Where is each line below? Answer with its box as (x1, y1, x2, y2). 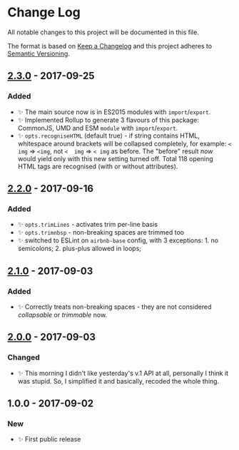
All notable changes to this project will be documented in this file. (7, 28, 200, 36)
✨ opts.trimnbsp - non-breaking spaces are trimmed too (17, 228, 184, 237)
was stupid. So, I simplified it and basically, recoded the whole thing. (17, 377, 220, 385)
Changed (7, 352, 41, 362)
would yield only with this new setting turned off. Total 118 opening (17, 154, 214, 163)
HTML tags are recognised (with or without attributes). (17, 162, 178, 170)
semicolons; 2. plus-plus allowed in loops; (17, 244, 141, 253)
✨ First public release (17, 435, 81, 444)
